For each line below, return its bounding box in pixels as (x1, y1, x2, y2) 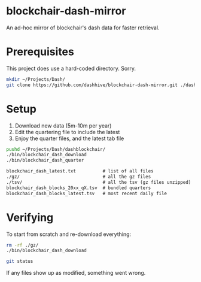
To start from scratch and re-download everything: (6, 231, 132, 238)
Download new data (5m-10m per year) (14, 122, 112, 129)
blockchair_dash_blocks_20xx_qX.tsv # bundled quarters (6, 184, 151, 191)
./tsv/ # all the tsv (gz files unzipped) (6, 179, 191, 185)
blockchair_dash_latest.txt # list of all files (6, 168, 154, 174)
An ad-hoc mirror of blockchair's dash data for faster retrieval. (6, 24, 160, 31)
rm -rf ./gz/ (6, 242, 39, 248)
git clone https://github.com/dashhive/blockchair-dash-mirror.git (6, 82, 178, 88)
